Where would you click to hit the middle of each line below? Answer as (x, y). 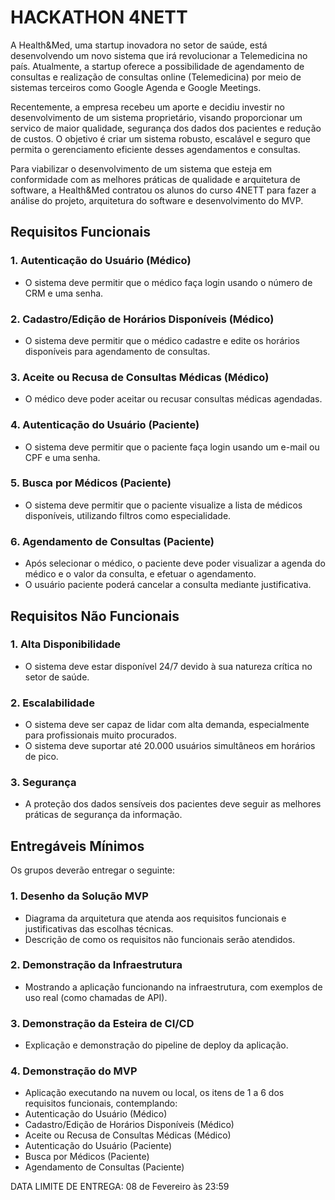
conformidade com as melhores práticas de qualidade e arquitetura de (155, 179)
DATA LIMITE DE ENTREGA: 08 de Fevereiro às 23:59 (120, 1187)
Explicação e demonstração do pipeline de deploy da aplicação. (156, 1045)
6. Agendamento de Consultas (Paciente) (112, 541)
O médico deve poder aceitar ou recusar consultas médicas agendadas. (173, 399)
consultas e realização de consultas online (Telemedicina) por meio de (156, 77)
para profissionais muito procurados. (100, 735)
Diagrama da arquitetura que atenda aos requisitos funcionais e (155, 918)
